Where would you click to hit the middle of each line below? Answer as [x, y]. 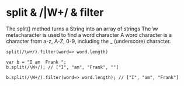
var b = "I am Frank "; [36, 62]
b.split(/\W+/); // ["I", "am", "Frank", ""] [62, 67]
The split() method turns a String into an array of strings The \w [82, 29]
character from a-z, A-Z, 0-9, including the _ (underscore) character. [88, 41]
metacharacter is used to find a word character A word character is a [89, 35]
